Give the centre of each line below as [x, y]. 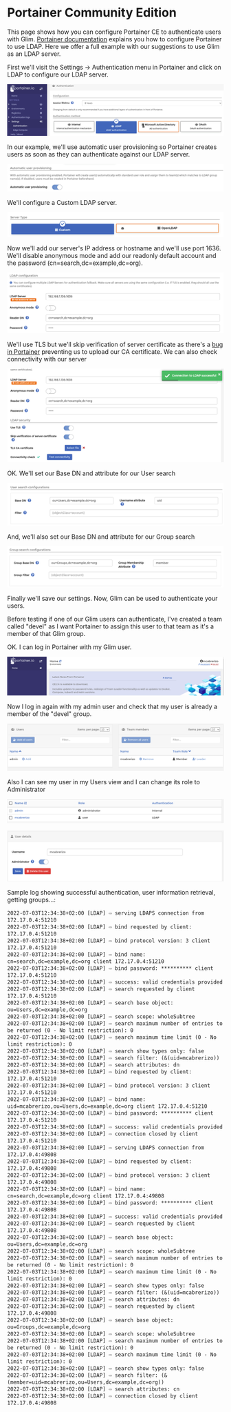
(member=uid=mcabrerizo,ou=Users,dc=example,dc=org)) [86, 1382]
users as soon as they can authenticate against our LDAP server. [99, 154]
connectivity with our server [47, 359]
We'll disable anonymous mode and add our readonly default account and [112, 255]
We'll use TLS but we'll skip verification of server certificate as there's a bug [115, 344]
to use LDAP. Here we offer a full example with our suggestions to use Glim [113, 46]
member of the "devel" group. [49, 714]
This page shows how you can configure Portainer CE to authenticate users [114, 32]
